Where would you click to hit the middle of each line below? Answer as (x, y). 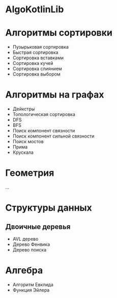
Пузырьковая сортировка (40, 47)
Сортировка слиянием (37, 69)
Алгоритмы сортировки (59, 33)
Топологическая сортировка (44, 114)
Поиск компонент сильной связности (53, 136)
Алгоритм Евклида (33, 284)
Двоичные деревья (38, 227)
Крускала (23, 152)
